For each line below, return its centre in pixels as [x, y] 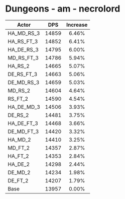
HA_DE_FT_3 [23, 123]
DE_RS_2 [18, 115]
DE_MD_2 [19, 172]
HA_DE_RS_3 [23, 49]
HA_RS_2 [19, 66]
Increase [77, 25]
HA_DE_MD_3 [24, 107]
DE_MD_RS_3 [24, 82]
